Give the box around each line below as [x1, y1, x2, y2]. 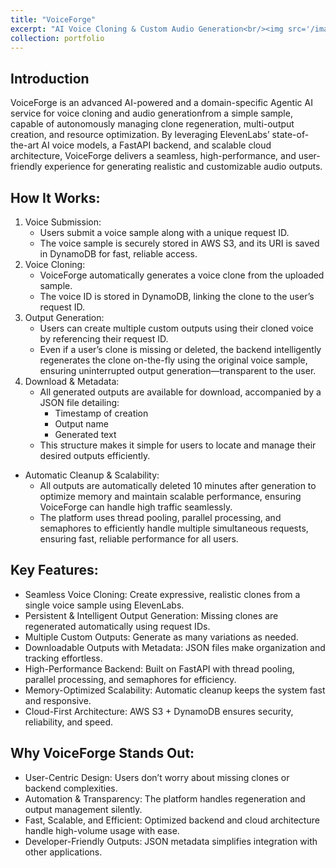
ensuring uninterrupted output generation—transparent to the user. [39, 365, 317, 376]
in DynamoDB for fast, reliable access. [39, 248, 198, 260]
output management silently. [24, 803, 143, 815]
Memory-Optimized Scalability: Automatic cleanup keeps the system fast [24, 684, 326, 696]
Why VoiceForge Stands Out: [10, 745, 195, 762]
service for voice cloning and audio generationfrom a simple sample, [10, 107, 293, 120]
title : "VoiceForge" [10, 14, 97, 25]
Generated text [54, 429, 117, 440]
